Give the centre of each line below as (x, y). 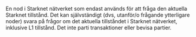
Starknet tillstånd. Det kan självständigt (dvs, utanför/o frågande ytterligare (98, 15)
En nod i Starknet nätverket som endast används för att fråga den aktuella (97, 9)
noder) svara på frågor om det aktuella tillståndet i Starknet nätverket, (91, 21)
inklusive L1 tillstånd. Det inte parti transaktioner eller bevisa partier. (88, 27)
